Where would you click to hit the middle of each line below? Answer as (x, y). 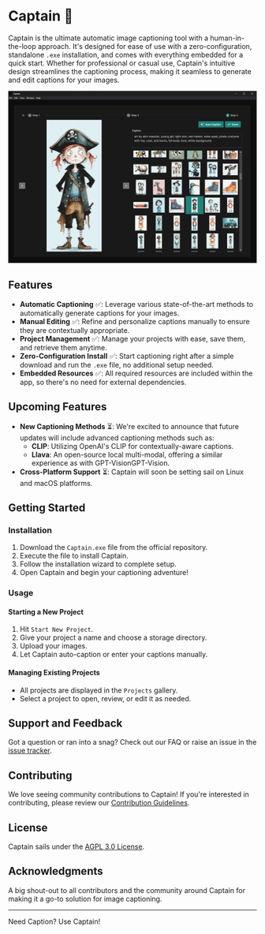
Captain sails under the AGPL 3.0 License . (77, 846)
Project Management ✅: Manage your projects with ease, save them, (132, 338)
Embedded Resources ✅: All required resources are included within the (136, 373)
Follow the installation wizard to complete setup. (98, 564)
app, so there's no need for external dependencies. (103, 382)
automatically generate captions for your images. (99, 313)
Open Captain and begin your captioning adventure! (104, 573)
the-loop (22, 46)
